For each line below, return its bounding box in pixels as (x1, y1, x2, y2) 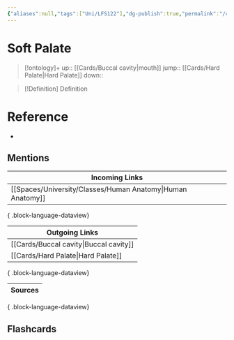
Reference (7, 109, 68, 124)
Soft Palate (7, 40, 72, 56)
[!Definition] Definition (24, 84, 88, 93)
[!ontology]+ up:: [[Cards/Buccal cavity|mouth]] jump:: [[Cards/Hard (24, 64, 221, 72)
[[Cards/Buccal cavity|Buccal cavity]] (10, 239, 134, 249)
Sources (10, 286, 40, 295)
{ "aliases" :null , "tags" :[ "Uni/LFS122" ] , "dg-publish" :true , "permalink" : (7, 10, 219, 17)
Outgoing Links (46, 228, 99, 237)
